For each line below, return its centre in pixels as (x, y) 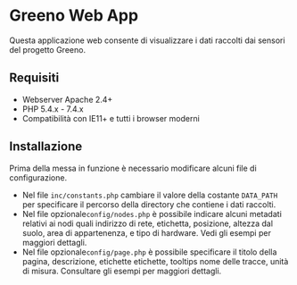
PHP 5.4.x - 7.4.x (53, 109)
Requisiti (34, 78)
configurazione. (38, 177)
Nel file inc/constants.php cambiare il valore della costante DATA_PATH (150, 195)
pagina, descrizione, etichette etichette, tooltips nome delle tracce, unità (155, 261)
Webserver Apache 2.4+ (67, 99)
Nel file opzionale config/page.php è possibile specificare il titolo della (149, 252)
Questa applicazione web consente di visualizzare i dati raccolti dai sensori (147, 40)
